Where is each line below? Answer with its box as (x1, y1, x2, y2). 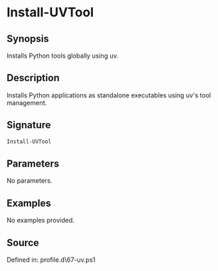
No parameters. (6, 176, 53, 185)
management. (6, 98, 48, 107)
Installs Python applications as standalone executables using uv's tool (6, 90, 211, 100)
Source (6, 236, 40, 249)
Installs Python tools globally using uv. (6, 51, 119, 60)
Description (6, 72, 60, 84)
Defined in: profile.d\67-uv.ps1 (6, 255, 96, 264)
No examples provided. (6, 216, 75, 225)
